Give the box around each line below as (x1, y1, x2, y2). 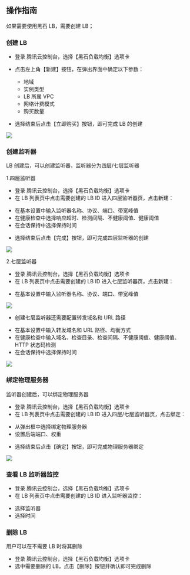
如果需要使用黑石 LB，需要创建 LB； (6, 22, 94, 30)
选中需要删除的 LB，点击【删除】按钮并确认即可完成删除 (14, 563, 152, 570)
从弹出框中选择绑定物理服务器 (14, 423, 87, 430)
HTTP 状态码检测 (14, 341, 56, 348)
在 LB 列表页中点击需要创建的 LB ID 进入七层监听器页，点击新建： (14, 278, 174, 285)
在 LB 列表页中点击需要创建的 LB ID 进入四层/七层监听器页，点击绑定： (14, 410, 186, 417)
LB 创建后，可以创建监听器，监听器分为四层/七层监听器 (6, 162, 140, 169)
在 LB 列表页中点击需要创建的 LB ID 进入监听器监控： (14, 492, 143, 499)
